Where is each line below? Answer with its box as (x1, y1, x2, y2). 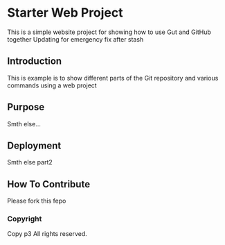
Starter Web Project (7, 5, 123, 21)
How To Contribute (7, 178, 91, 190)
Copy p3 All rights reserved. (7, 230, 88, 238)
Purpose (7, 101, 45, 113)
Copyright (7, 214, 42, 223)
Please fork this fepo (7, 196, 66, 205)
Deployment (7, 140, 62, 151)
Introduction (7, 56, 62, 67)
